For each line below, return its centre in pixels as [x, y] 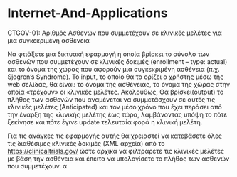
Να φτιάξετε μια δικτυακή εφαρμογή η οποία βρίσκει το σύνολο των [109, 54]
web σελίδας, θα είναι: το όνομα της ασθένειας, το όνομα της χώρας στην [118, 84]
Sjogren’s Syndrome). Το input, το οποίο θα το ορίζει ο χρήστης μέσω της [116, 77]
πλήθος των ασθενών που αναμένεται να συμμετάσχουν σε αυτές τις [111, 99]
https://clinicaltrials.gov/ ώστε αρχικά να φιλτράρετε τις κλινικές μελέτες [116, 151]
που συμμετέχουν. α [37, 166]
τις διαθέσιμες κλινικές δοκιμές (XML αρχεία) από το [86, 143]
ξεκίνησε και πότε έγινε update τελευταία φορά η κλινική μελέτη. [105, 122]
